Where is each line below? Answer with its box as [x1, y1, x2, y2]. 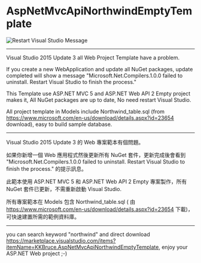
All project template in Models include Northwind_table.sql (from [6, 108, 165, 115]
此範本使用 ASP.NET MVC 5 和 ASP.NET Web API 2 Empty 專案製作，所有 [6, 178, 187, 185]
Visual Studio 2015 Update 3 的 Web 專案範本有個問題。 [6, 138, 144, 146]
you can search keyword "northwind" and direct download [6, 231, 151, 238]
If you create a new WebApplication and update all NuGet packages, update [6, 65, 193, 72]
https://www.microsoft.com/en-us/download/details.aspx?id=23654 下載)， [6, 205, 193, 213]
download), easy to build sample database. [6, 120, 112, 128]
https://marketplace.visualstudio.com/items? [6, 237, 116, 244]
